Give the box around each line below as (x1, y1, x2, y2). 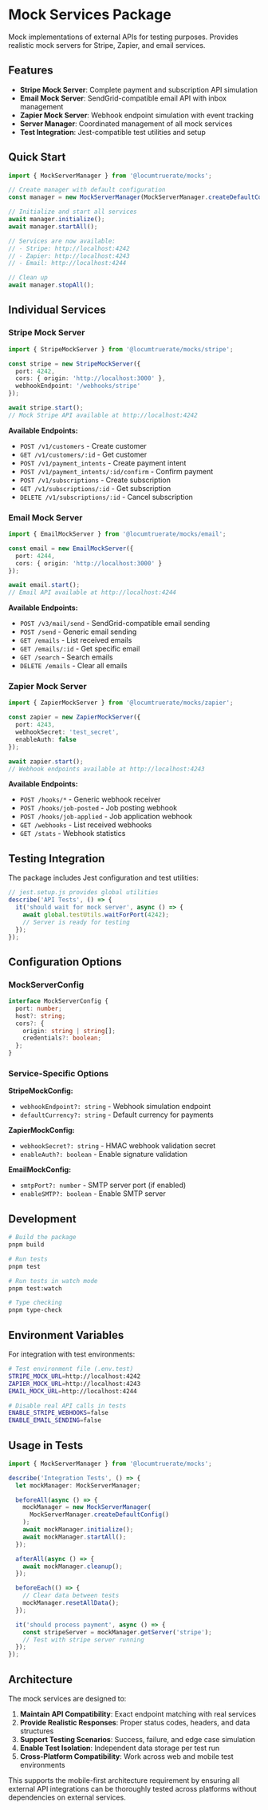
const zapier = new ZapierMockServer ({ (8, 713, 141, 722)
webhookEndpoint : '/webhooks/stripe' (15, 382, 141, 390)
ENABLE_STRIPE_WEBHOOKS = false (8, 1409, 109, 1417)
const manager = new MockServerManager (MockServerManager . (8, 193, 209, 201)
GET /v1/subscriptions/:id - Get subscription (19, 483, 171, 493)
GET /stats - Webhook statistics (19, 829, 126, 838)
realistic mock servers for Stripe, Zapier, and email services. (8, 40, 206, 50)
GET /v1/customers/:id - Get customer (19, 450, 148, 459)
